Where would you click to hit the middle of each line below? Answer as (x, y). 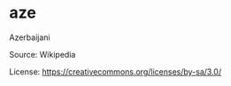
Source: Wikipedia (42, 54)
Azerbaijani (30, 37)
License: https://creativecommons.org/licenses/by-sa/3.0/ (115, 71)
